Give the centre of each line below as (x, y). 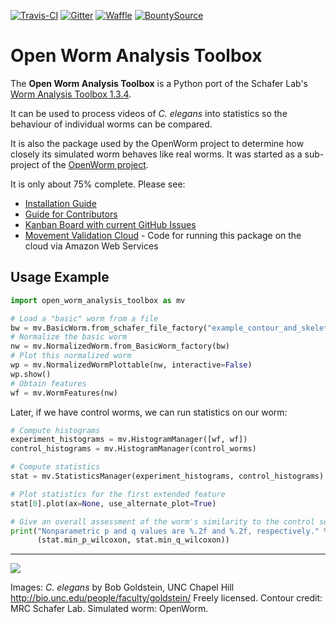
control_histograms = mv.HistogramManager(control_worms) (133, 449)
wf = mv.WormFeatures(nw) (64, 393)
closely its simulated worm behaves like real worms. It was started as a (156, 154)
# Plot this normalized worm (71, 356)
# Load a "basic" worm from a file (84, 318)
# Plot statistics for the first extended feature (118, 494)
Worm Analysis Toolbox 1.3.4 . (71, 94)
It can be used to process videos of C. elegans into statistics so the (149, 113)
